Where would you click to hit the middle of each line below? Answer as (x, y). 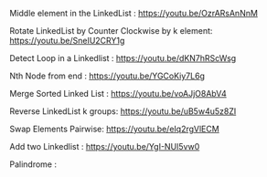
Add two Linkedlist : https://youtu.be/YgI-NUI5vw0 (105, 146)
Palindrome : (33, 164)
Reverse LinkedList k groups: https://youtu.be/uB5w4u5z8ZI (123, 111)
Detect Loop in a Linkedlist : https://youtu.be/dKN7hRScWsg (123, 58)
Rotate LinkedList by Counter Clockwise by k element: (111, 31)
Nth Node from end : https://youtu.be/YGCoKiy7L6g (107, 76)
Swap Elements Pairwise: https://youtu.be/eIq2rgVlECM (114, 129)
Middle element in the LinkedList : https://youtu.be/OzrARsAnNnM (134, 13)
